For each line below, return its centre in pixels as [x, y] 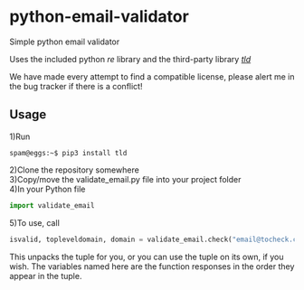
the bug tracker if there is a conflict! [76, 86]
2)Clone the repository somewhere [75, 170]
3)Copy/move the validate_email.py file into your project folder [125, 179]
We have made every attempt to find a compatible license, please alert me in [152, 76]
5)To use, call [35, 222]
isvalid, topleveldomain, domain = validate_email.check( [121, 239]
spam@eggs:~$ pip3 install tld [68, 153]
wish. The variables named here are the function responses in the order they [152, 266]
